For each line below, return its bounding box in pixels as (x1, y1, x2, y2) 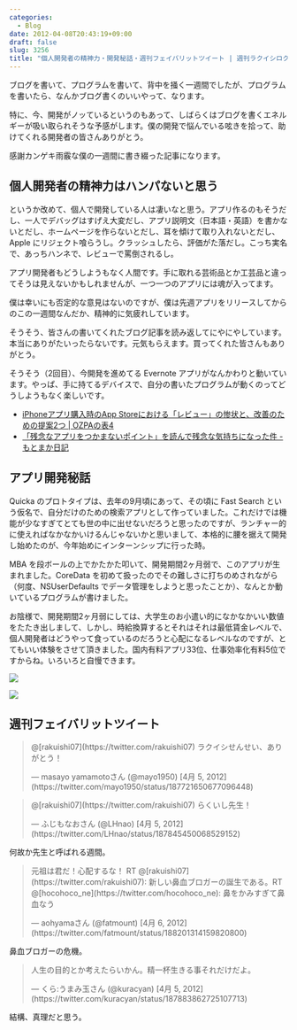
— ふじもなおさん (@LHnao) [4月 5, (30, 818, 162, 829)
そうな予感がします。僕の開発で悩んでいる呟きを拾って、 (70, 120, 278, 131)
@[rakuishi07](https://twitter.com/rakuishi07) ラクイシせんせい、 (30, 741, 268, 753)
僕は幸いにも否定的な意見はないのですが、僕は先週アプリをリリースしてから (9, 297, 287, 307)
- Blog (17, 21, 42, 30)
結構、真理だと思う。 (9, 1011, 87, 1023)
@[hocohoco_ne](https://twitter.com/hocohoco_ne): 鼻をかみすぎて (30, 887, 278, 899)
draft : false (9, 37, 57, 47)
